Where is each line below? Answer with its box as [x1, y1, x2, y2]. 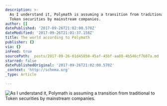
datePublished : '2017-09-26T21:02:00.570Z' [5, 26, 97, 31]
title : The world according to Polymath [5, 35, 90, 40]
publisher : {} [5, 40, 35, 45]
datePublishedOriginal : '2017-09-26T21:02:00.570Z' [5, 63, 114, 68]
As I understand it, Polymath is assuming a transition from [9, 12, 139, 17]
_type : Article [5, 72, 37, 77]
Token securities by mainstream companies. [9, 16, 101, 21]
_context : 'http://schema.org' [5, 68, 70, 73]
